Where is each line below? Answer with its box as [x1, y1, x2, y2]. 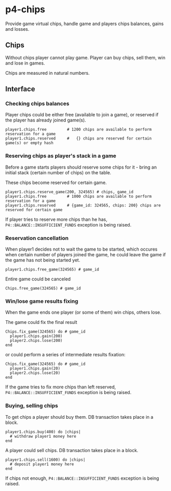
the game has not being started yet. [5, 257, 81, 263]
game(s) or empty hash [5, 140, 54, 146]
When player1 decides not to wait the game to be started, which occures [5, 246, 158, 252]
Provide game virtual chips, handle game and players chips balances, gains [5, 21, 164, 27]
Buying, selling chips [5, 402, 58, 410]
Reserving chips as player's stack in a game [5, 152, 116, 159]
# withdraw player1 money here [10, 434, 77, 439]
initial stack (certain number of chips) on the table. [5, 169, 111, 175]
